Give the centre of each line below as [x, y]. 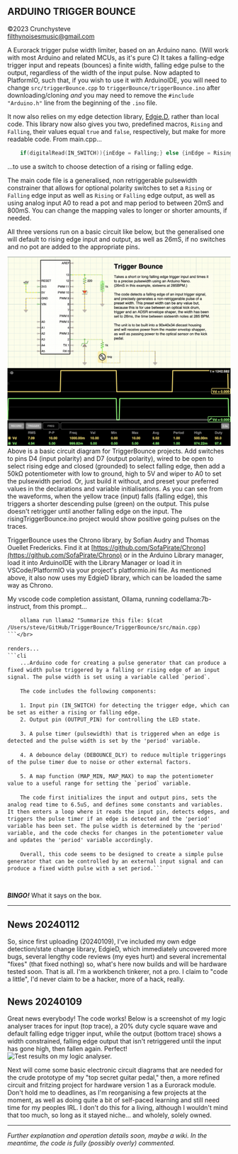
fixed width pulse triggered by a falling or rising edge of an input [114, 670]
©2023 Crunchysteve [39, 28]
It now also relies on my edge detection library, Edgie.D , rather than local [113, 116]
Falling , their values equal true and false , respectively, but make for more [117, 131]
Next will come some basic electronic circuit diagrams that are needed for [115, 1070]
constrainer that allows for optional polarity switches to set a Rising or [110, 188]
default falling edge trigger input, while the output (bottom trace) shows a [114, 1033]
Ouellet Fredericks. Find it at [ [51, 548]
